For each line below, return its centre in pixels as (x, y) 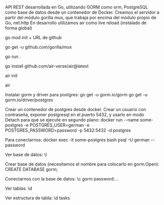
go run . (13, 57)
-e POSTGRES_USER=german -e (57, 125)
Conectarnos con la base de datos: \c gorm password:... (62, 179)
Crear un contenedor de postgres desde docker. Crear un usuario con (75, 109)
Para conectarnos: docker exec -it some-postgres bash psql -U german (78, 140)
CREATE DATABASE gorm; (32, 169)
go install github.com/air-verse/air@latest (47, 66)
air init (12, 75)
